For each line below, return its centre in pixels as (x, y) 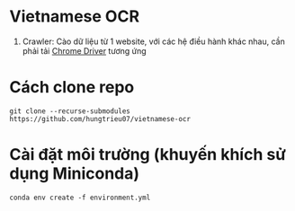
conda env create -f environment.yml (80, 198)
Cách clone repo (72, 88)
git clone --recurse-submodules (70, 111)
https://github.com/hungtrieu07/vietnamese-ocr (100, 119)
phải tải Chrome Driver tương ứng (84, 50)
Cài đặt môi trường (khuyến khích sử (147, 155)
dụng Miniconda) (75, 174)
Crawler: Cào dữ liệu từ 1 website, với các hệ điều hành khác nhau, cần (154, 41)
